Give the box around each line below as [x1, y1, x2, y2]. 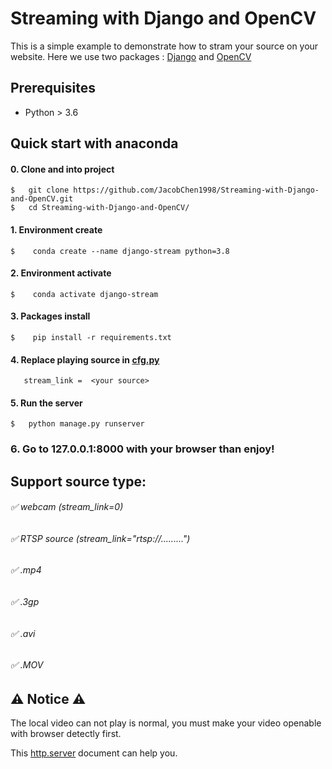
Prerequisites [10, 80, 96, 97]
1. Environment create [10, 223, 103, 236]
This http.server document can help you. [10, 747, 178, 759]
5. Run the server [10, 397, 83, 409]
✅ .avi [10, 627, 36, 639]
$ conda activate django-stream [10, 289, 159, 299]
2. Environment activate [10, 267, 112, 279]
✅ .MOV [10, 659, 44, 671]
